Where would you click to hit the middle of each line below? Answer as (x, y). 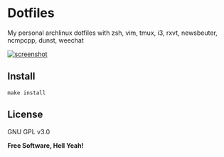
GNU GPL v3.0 (29, 131)
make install (27, 93)
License (25, 115)
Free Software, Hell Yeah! (46, 145)
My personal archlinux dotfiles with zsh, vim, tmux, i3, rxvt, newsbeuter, (113, 33)
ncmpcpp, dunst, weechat (46, 40)
